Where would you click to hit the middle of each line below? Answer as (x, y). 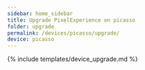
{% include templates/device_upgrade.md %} (72, 59)
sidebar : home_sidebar (40, 14)
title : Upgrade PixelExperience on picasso (71, 20)
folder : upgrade (31, 26)
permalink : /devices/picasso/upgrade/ (63, 33)
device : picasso (31, 40)
